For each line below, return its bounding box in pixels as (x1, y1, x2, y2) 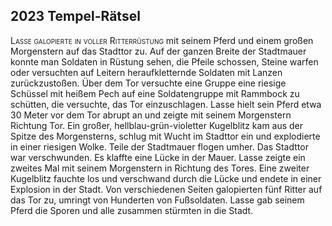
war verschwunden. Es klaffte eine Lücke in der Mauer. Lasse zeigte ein (10, 151, 306, 163)
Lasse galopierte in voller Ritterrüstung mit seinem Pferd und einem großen (10, 34, 314, 46)
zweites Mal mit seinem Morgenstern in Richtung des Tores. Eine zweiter (10, 162, 310, 174)
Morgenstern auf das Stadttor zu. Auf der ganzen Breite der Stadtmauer (10, 45, 307, 57)
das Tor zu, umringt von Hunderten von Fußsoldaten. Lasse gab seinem (10, 194, 305, 206)
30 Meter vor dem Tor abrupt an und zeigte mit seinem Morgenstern (10, 109, 292, 121)
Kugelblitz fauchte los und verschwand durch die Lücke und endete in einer (10, 172, 322, 184)
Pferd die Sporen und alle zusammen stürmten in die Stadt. (10, 204, 254, 216)
